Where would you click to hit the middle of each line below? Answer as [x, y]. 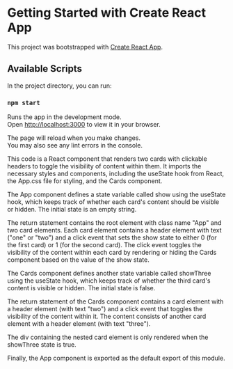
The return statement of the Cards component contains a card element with [115, 301]
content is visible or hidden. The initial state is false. [81, 288]
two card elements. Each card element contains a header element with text [114, 230]
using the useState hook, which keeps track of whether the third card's [109, 281]
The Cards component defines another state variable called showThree [109, 274]
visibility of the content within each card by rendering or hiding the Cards [112, 253]
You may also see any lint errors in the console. [75, 146]
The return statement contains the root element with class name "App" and [114, 223]
